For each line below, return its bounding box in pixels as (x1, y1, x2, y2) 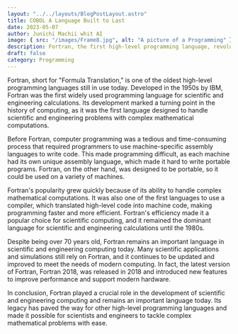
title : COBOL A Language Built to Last (7, 17, 125, 24)
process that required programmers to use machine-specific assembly (7, 142, 214, 151)
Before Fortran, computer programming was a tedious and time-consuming (7, 134, 227, 143)
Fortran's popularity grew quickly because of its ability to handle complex (7, 185, 222, 195)
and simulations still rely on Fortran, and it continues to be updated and (7, 252, 215, 260)
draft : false (7, 50, 46, 57)
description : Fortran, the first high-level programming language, (7, 43, 211, 50)
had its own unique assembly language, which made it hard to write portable (7, 157, 230, 166)
